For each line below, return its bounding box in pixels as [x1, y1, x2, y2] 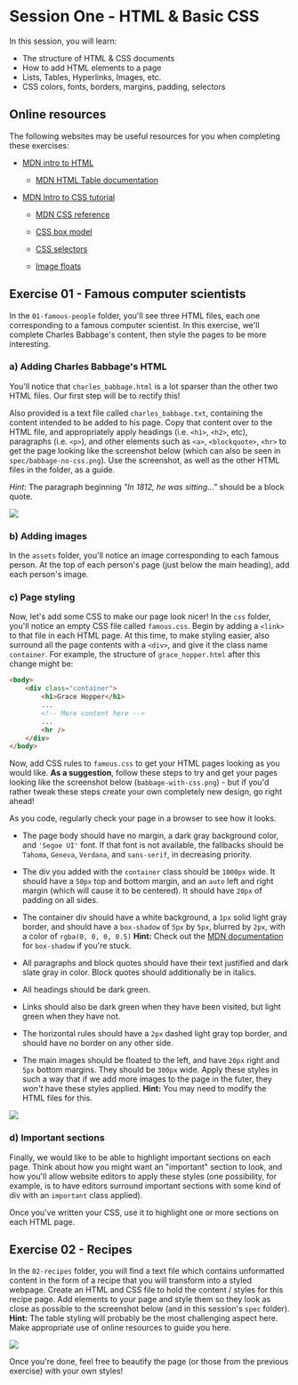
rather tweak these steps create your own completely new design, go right [9, 786, 283, 797]
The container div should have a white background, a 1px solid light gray [21, 912, 287, 922]
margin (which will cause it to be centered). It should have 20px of [21, 885, 262, 896]
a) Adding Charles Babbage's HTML [9, 360, 167, 373]
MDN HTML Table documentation [35, 174, 158, 185]
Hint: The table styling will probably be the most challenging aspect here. [9, 1313, 278, 1324]
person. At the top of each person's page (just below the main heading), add [9, 560, 290, 570]
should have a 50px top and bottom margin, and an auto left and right [21, 876, 274, 887]
